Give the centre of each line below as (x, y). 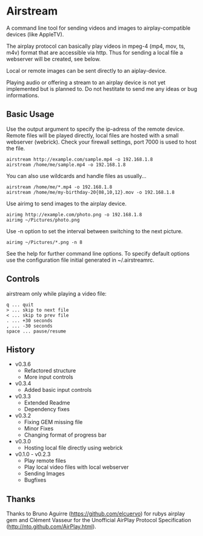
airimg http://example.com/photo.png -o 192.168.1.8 (74, 214)
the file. (16, 148)
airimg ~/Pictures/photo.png (43, 220)
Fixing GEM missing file (53, 422)
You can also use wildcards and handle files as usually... (76, 176)
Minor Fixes (39, 429)
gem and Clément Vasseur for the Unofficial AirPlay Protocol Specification (99, 520)
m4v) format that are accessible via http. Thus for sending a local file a (95, 52)
